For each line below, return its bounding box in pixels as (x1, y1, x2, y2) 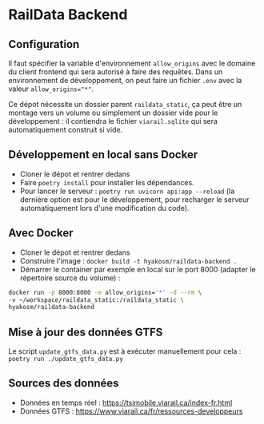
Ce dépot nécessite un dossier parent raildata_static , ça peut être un (8, 100, 242, 109)
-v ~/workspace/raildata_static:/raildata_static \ (8, 295, 184, 304)
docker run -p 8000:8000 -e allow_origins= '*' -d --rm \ (8, 288, 202, 296)
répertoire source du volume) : (19, 273, 121, 283)
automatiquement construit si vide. (8, 125, 123, 134)
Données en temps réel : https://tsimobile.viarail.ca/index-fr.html (19, 398, 233, 407)
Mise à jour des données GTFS (8, 325, 163, 339)
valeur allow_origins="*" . (8, 84, 94, 93)
